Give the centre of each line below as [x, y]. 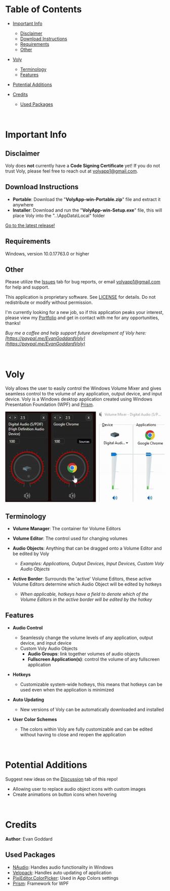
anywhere [23, 205]
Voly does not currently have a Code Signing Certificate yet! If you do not [83, 165]
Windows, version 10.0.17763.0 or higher [47, 253]
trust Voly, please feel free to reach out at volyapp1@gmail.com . [72, 171]
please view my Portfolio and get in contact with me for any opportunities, [82, 318]
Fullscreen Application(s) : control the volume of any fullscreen [94, 659]
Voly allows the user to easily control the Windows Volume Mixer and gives [83, 388]
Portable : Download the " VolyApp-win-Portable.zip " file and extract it [87, 199]
